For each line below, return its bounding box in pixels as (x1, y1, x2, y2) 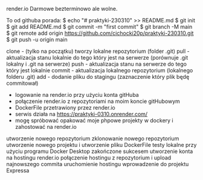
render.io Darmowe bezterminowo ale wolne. (6, 5, 118, 12)
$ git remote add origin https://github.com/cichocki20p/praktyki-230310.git (6, 29, 194, 37)
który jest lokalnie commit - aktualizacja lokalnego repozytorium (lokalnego (6, 67, 193, 74)
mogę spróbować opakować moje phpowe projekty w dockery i (14, 117, 173, 124)
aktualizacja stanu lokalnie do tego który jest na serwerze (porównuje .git (6, 54, 188, 61)
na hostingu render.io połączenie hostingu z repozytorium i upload (6, 154, 172, 161)
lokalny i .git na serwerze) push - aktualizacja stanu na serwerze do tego (6, 60, 187, 67)
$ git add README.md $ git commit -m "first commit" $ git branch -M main (6, 23, 193, 30)
